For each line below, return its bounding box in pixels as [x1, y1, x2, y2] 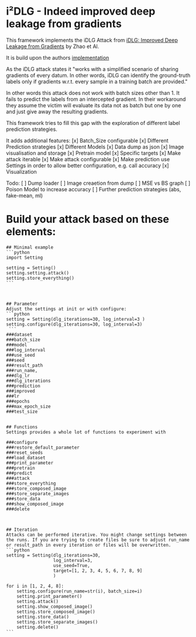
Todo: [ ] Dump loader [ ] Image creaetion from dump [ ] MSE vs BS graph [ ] [6, 179, 191, 187]
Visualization [6, 168, 37, 175]
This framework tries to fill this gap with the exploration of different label [6, 119, 180, 126]
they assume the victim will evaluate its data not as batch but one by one [6, 101, 181, 109]
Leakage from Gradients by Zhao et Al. [6, 43, 99, 50]
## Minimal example [6, 244, 54, 250]
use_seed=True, [53, 563, 91, 568]
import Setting [6, 255, 43, 260]
